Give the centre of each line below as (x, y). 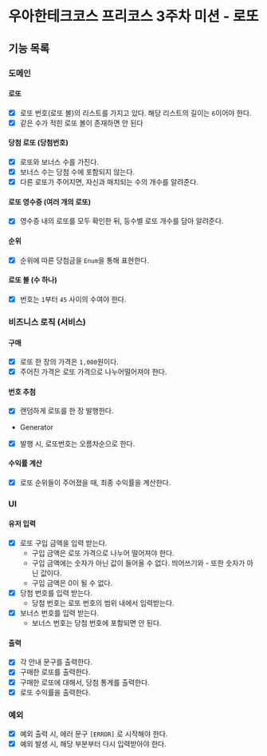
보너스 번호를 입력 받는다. (59, 613)
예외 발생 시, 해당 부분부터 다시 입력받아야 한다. (93, 743)
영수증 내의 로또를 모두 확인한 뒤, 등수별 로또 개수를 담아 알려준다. (122, 221)
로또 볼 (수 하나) (33, 280)
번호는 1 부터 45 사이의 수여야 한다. (73, 299)
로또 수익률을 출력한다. (55, 692)
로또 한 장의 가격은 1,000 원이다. (69, 362)
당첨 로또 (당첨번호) (39, 143)
